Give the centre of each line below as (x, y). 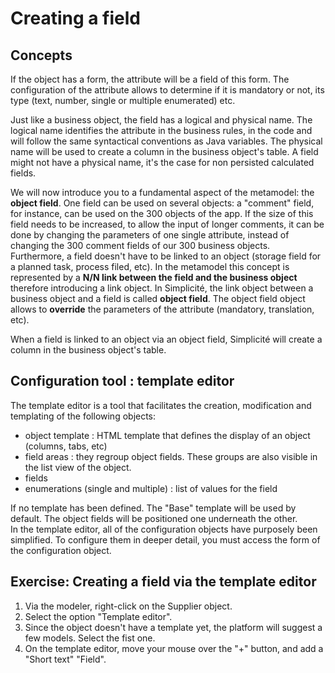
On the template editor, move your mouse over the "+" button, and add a (174, 648)
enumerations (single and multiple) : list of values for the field (151, 488)
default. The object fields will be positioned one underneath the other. (154, 518)
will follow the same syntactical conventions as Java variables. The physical (166, 141)
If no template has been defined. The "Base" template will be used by (153, 508)
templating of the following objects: (83, 416)
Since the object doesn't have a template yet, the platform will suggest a (173, 627)
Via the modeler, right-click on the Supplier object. (128, 606)
